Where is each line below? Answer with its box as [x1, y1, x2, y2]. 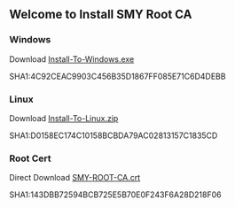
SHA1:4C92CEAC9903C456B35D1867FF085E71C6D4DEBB [9, 71, 226, 81]
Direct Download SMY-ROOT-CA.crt [9, 172, 141, 183]
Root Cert [9, 152, 51, 165]
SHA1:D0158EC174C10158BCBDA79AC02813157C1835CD [9, 130, 218, 141]
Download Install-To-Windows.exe [9, 53, 135, 65]
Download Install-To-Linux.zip [9, 112, 119, 123]
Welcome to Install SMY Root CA [9, 7, 192, 22]
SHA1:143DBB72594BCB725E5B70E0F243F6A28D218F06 [9, 189, 222, 200]
